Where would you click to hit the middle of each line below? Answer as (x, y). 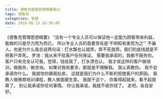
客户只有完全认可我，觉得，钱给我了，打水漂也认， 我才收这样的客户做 (76, 61)
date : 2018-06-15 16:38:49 (32, 23)
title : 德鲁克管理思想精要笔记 (33, 9)
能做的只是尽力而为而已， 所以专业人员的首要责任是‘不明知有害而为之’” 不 (78, 43)
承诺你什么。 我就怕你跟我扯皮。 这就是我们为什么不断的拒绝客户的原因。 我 (81, 73)
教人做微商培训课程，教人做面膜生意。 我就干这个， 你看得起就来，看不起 (78, 80)
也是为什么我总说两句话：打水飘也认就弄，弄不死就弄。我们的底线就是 (83, 49)
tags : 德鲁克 (17, 14)
